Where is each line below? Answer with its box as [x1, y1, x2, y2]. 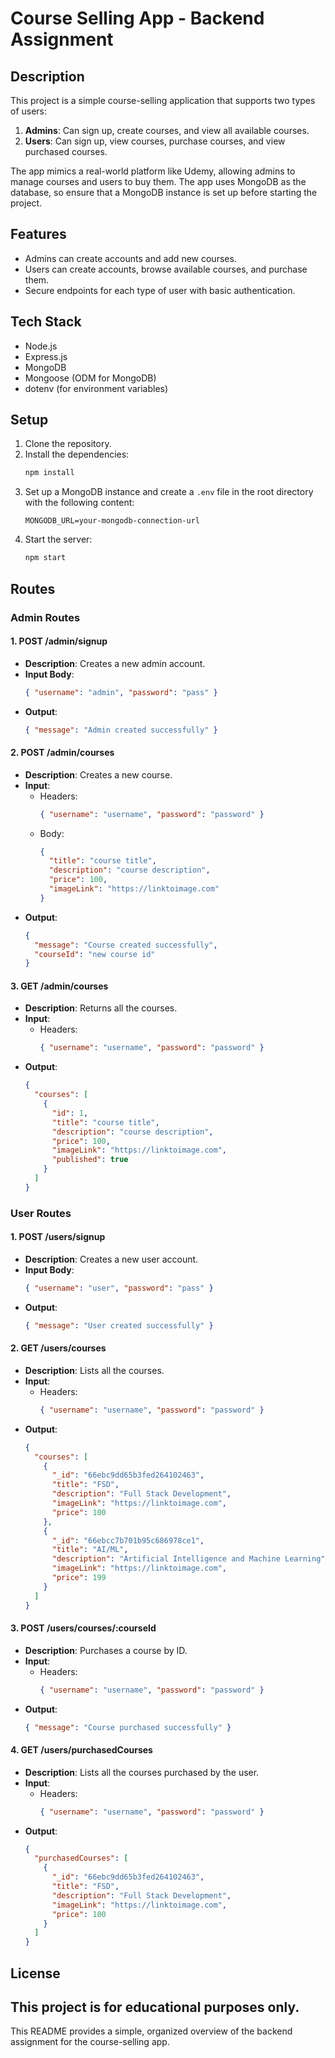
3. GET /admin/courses [10, 980, 109, 992]
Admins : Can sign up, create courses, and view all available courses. [24, 125, 310, 136]
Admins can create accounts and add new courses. [24, 252, 237, 264]
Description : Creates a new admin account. [24, 657, 206, 669]
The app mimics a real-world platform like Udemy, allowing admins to [10, 165, 296, 177]
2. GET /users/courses [10, 1342, 107, 1354]
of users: [10, 105, 48, 117]
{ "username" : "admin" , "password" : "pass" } [24, 687, 218, 697]
